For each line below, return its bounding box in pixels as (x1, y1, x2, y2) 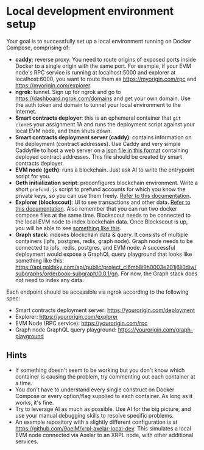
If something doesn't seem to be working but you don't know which (15, 366, 185, 374)
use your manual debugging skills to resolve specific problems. (15, 412, 174, 419)
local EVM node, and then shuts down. (15, 127, 112, 134)
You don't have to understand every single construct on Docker (15, 386, 175, 393)
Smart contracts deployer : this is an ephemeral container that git (15, 114, 181, 122)
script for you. (15, 172, 51, 180)
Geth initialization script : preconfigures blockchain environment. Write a (15, 179, 198, 186)
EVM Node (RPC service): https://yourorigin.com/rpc (15, 319, 148, 327)
